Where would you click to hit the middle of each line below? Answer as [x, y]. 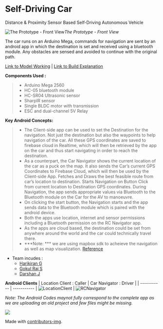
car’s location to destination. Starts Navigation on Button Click [86, 182]
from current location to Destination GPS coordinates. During [85, 186]
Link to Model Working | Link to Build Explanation [54, 66]
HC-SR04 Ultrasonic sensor [52, 95]
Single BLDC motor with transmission [61, 106]
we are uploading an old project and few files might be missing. [69, 303]
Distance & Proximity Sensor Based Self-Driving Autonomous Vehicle [74, 22]
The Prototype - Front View [91, 32]
